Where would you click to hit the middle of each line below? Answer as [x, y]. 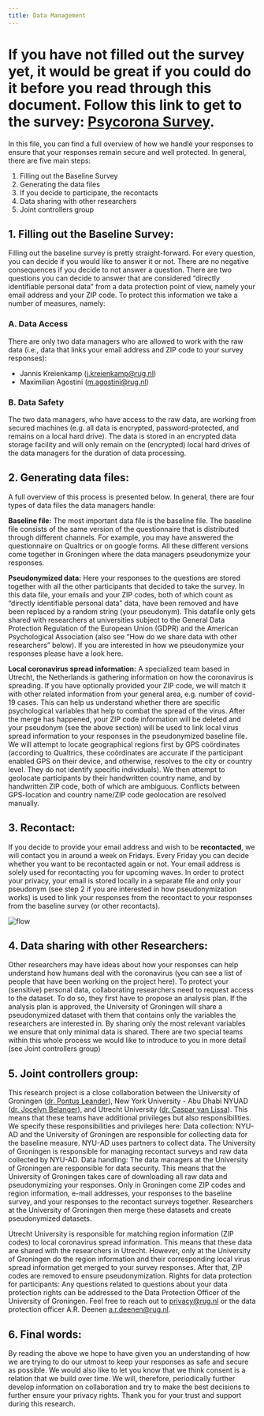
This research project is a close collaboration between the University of [124, 1093]
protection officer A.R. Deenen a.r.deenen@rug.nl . [89, 1309]
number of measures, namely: [57, 303]
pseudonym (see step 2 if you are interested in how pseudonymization [123, 889]
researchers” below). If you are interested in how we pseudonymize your [126, 645]
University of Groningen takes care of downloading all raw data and [118, 1177]
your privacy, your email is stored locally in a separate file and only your [125, 880]
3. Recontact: [42, 828]
